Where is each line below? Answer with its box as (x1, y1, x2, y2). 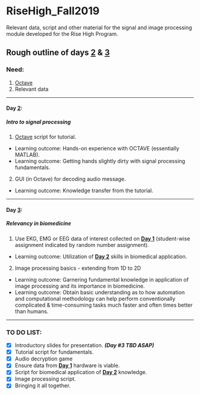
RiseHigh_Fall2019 (6, 4, 100, 18)
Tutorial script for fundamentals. (14, 348, 94, 356)
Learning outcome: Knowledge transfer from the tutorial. (14, 187, 154, 195)
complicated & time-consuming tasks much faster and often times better (14, 301, 193, 308)
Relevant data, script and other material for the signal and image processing (6, 24, 192, 31)
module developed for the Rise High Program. (6, 30, 118, 37)
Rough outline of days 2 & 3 (6, 48, 110, 58)
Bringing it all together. (14, 382, 71, 389)
